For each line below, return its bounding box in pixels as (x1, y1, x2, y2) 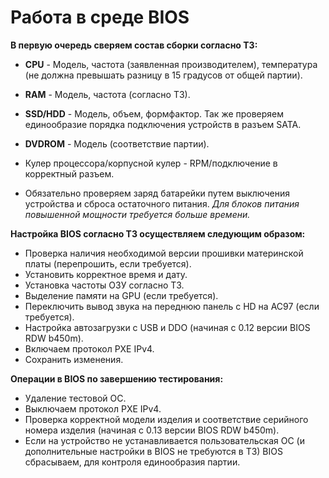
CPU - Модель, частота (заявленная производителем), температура (24, 58, 318, 70)
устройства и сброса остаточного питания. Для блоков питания (24, 197, 300, 210)
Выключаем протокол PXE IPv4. (24, 402, 162, 415)
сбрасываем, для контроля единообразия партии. (24, 456, 241, 468)
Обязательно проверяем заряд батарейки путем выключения (24, 187, 291, 199)
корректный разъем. (24, 167, 115, 180)
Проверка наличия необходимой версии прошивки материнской (24, 247, 304, 259)
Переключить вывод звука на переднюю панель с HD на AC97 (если (24, 300, 320, 312)
